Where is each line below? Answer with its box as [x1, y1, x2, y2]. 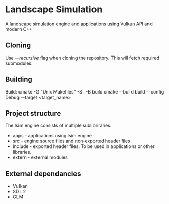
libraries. [12, 149, 32, 155]
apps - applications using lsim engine [12, 133, 92, 139]
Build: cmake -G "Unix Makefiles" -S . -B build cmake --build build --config [5, 88, 164, 95]
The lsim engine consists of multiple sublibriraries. [5, 122, 112, 129]
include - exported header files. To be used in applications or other [12, 143, 155, 150]
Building [5, 75, 32, 84]
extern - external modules [12, 154, 68, 160]
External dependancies [5, 169, 81, 178]
